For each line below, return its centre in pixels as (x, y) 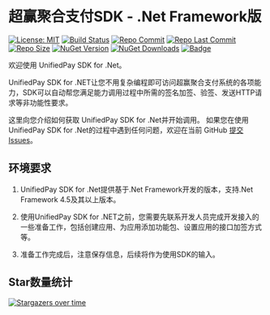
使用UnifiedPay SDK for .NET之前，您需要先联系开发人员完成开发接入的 (139, 217)
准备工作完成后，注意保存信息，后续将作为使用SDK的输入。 (120, 254)
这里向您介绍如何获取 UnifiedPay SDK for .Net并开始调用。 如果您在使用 (129, 119)
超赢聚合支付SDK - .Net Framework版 (135, 17)
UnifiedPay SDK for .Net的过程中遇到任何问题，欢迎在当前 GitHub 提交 (126, 130)
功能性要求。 (51, 102)
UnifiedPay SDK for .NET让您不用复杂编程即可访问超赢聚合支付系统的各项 (131, 82)
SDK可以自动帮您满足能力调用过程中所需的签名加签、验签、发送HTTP (139, 92)
